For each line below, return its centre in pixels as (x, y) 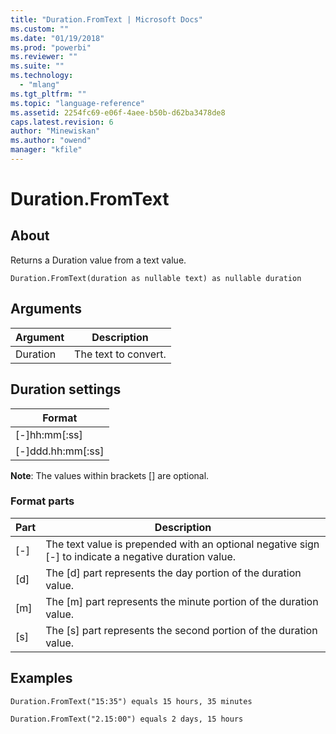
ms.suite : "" (37, 66)
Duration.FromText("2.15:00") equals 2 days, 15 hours (127, 719)
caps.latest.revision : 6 (62, 122)
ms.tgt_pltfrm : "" (48, 94)
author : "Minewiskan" (55, 131)
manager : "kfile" (46, 150)
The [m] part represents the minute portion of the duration (182, 601)
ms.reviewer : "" (44, 57)
